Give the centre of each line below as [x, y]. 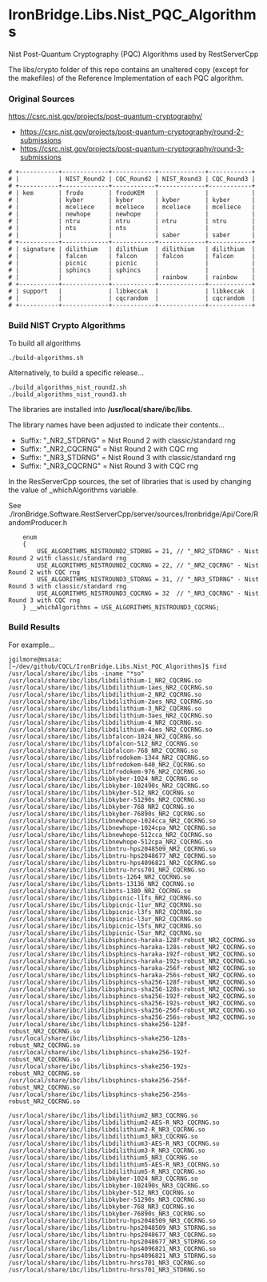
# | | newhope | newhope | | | [132, 214]
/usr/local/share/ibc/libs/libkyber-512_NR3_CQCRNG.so [102, 1192]
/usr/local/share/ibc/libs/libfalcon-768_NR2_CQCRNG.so [103, 750]
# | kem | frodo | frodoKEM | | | [132, 193]
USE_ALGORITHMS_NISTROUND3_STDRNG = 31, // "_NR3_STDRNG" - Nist [148, 579]
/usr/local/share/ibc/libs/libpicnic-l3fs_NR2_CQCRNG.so [105, 912]
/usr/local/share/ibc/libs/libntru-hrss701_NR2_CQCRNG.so [107, 870]
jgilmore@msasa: [35, 659]
